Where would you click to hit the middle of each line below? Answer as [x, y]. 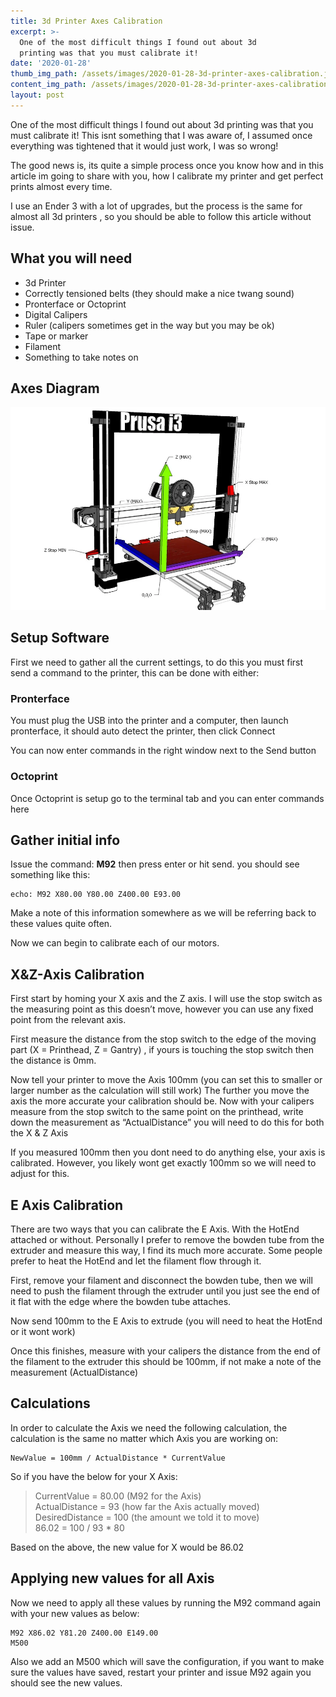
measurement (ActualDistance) [74, 1372]
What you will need [71, 258]
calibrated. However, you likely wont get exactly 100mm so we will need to [163, 1163]
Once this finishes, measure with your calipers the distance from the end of [166, 1351]
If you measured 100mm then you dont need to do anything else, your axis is [168, 1152]
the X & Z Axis [39, 1133]
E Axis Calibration [67, 1205]
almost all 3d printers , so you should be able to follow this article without [161, 216]
